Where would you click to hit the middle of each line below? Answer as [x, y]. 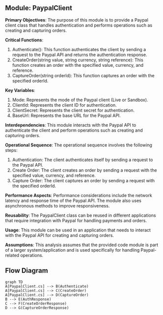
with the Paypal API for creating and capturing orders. [60, 235]
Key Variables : [20, 90]
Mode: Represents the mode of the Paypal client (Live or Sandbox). [80, 100]
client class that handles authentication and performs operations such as [79, 25]
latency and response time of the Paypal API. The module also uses [73, 200]
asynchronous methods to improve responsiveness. [57, 205]
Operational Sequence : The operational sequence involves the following [79, 145]
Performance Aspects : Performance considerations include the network [79, 195]
